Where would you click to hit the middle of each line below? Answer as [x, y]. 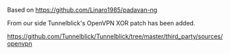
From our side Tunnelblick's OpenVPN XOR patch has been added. [101, 23]
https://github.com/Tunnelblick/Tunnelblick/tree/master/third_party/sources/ [115, 36]
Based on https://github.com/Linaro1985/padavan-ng [82, 10]
